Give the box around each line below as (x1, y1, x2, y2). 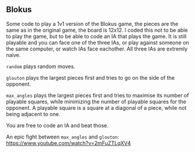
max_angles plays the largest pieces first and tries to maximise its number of (6, 92, 189, 99)
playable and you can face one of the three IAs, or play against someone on (6, 39, 190, 46)
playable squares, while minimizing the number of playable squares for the (6, 98, 187, 105)
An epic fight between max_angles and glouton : (6, 133, 119, 140)
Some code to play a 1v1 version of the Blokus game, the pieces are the (6, 20, 179, 27)
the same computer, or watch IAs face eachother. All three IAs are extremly (6, 45, 188, 52)
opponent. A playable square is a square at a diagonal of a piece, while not (6, 104, 187, 111)
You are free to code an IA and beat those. (6, 121, 109, 129)
